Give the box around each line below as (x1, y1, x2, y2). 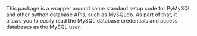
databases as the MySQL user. (6, 23, 82, 30)
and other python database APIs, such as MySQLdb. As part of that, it (6, 11, 177, 18)
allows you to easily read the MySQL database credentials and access (6, 17, 178, 24)
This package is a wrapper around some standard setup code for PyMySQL (6, 5, 192, 12)
